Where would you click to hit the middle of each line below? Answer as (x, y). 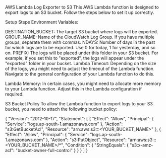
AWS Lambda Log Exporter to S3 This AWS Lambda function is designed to (82, 7)
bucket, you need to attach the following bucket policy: (61, 109)
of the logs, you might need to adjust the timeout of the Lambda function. (80, 69)
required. (14, 94)
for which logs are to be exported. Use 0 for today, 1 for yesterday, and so (80, 47)
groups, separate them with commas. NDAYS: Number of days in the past (80, 42)
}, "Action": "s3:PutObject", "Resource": (86, 140)
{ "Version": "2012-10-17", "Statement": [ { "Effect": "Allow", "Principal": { (80, 118)
